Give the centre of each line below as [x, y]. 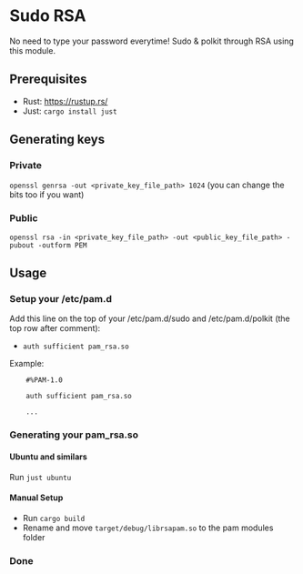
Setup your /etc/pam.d [61, 299]
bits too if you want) [47, 195]
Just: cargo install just [70, 111]
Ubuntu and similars [49, 457]
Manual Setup [36, 498]
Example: [27, 364]
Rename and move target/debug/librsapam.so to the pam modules [148, 528]
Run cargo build [54, 518]
